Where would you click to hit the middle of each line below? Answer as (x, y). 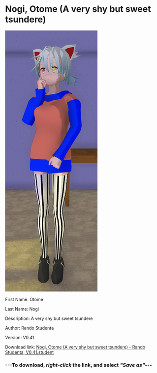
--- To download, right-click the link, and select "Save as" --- (79, 365)
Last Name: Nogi (22, 309)
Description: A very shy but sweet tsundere (49, 318)
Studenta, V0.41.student (30, 352)
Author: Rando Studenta (30, 328)
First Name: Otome (24, 299)
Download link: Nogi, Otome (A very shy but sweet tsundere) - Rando (75, 347)
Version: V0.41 (20, 337)
